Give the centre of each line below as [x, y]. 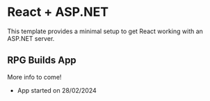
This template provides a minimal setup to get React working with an [105, 31]
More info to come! [34, 77]
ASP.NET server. [31, 38]
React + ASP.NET [58, 12]
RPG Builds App [42, 61]
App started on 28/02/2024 [57, 90]
